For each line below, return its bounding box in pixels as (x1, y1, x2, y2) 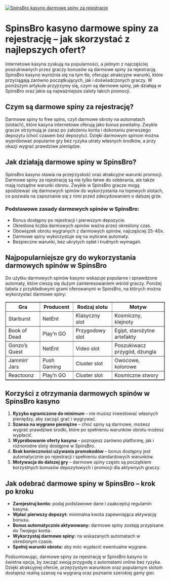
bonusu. (12, 517, 30, 523)
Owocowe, (114, 357, 140, 364)
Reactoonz (8, 371, 34, 378)
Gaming (42, 363, 61, 370)
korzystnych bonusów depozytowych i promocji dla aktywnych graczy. (12, 465, 161, 471)
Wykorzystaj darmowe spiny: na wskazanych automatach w (12, 533, 141, 539)
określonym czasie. (12, 538, 53, 544)
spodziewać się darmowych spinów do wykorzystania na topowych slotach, (5, 187, 164, 193)
